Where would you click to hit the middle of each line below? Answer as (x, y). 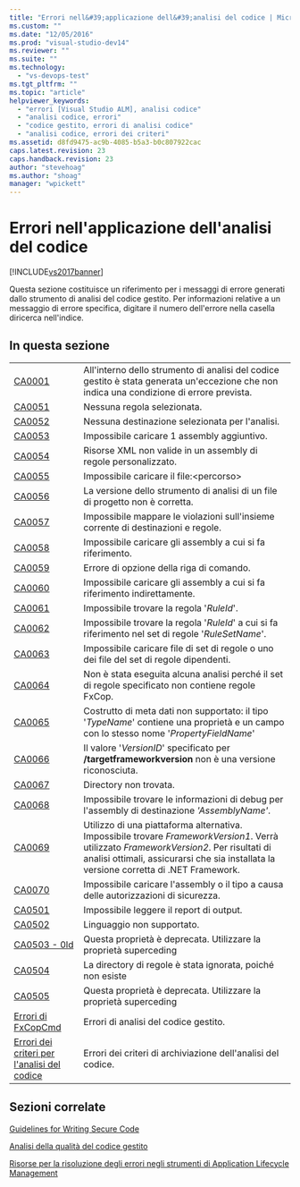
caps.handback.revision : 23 (62, 159)
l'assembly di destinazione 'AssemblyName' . (177, 810)
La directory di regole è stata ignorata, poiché (179, 964)
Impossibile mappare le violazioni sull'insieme (179, 516)
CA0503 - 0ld (44, 945)
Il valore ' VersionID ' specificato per (157, 748)
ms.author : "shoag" (46, 175)
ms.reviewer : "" (39, 51)
